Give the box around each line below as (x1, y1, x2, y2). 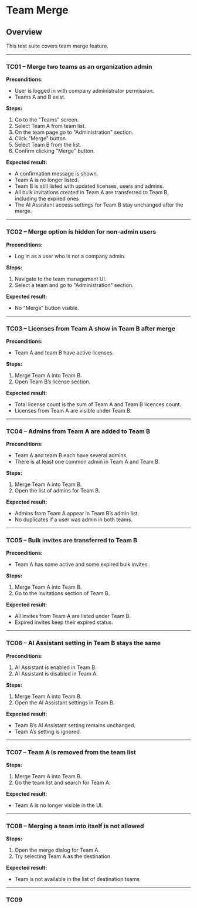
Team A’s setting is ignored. (14, 728, 81, 735)
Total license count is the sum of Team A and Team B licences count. (14, 400, 182, 408)
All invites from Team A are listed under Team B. (14, 613, 131, 620)
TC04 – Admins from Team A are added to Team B (6, 427, 151, 435)
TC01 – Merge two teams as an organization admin (6, 62, 152, 70)
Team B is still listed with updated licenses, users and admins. (14, 183, 164, 190)
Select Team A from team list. (14, 123, 86, 130)
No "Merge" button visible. (14, 304, 79, 311)
